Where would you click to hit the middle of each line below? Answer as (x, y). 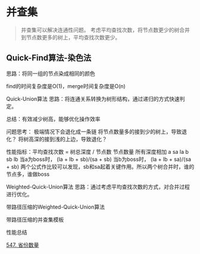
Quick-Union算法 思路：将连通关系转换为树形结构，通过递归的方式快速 (93, 98)
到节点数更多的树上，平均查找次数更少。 (70, 37)
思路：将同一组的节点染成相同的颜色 (51, 73)
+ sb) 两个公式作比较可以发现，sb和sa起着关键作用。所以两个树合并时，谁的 (100, 166)
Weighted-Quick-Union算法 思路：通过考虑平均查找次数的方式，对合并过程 (98, 187)
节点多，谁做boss (28, 174)
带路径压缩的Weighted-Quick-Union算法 (56, 207)
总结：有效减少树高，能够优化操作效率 (53, 119)
